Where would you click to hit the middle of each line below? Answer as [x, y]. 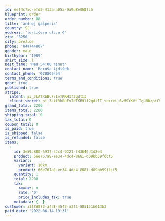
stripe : [13, 92]
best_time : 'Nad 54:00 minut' [36, 64]
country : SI [17, 28]
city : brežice [20, 42]
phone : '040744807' [25, 46]
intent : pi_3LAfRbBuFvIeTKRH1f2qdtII [48, 96]
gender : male [18, 51]
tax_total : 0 [18, 119]
